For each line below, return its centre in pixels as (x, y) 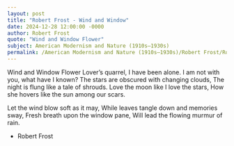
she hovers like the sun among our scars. (66, 94)
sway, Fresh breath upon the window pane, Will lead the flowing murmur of (115, 115)
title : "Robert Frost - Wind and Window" (68, 20)
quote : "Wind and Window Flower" (56, 40)
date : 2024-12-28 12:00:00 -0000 (56, 26)
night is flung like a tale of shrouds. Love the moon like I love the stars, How (116, 87)
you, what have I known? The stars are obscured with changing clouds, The (116, 79)
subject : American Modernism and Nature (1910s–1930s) (88, 46)
